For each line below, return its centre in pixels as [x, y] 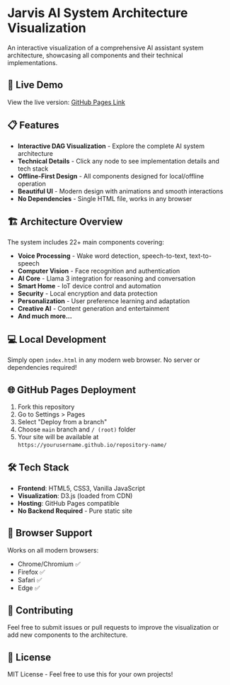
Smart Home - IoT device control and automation [89, 286]
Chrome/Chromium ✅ [49, 564]
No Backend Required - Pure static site [75, 511]
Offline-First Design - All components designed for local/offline [110, 176]
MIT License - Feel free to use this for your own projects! [90, 674]
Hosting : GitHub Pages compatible [68, 503]
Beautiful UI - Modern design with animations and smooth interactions [120, 191]
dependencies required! [42, 368]
